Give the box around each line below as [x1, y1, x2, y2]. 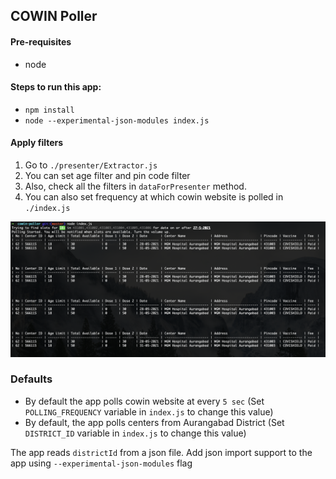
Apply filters [10, 137, 64, 149]
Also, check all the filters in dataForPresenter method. [24, 180, 247, 192]
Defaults [10, 372, 53, 386]
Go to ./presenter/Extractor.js [24, 159, 158, 171]
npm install [24, 105, 75, 115]
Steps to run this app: [10, 81, 102, 93]
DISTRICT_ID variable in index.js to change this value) [24, 427, 247, 439]
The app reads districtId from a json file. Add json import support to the [10, 446, 313, 458]
